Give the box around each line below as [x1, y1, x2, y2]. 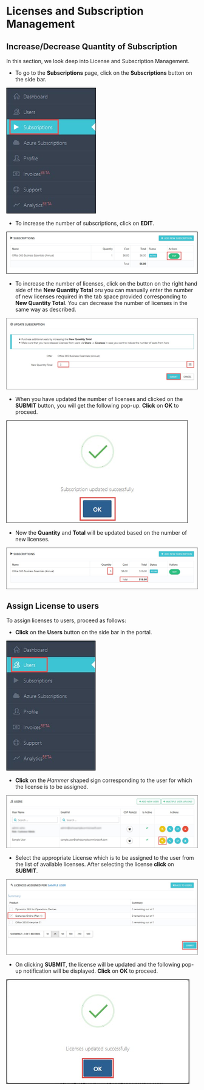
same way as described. [15, 306, 76, 313]
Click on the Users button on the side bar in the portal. [15, 629, 152, 636]
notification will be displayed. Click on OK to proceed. [23, 967, 158, 975]
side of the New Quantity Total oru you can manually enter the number [15, 286, 193, 293]
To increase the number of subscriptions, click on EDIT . [15, 220, 155, 227]
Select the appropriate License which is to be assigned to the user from [15, 854, 194, 861]
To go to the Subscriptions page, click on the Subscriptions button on [15, 69, 192, 77]
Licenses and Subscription [6, 4, 144, 18]
